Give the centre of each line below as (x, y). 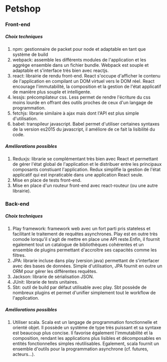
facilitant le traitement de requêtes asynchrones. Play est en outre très (85, 234)
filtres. (19, 255)
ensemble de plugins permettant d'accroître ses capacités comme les (85, 250)
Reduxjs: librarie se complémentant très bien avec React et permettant (85, 159)
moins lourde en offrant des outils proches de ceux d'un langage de (82, 103)
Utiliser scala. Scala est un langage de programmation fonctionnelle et (85, 322)
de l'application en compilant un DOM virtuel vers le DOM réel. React (83, 81)
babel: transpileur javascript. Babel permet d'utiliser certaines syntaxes (86, 124)
